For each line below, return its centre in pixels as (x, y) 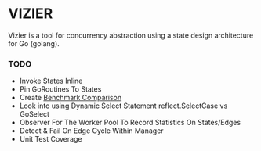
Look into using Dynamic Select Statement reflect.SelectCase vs (123, 106)
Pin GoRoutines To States (60, 89)
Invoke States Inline (51, 81)
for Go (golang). (34, 43)
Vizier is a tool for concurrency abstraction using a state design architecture (131, 35)
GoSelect (34, 114)
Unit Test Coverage (51, 139)
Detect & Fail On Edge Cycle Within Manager (91, 131)
